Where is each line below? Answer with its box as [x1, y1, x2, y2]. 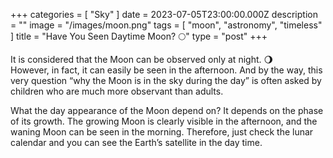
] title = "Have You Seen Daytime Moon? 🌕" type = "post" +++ [10, 30, 268, 42]
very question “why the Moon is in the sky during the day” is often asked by [10, 75, 322, 86]
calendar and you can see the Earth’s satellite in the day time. [10, 137, 263, 148]
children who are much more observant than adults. [10, 85, 224, 97]
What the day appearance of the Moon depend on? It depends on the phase [10, 105, 324, 116]
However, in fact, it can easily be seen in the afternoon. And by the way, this [10, 64, 323, 76]
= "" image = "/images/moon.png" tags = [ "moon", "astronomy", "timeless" [10, 19, 323, 31]
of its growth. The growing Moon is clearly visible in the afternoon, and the [10, 115, 318, 127]
